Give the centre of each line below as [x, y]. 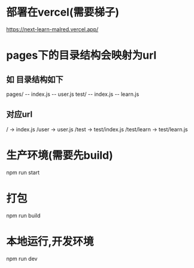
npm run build [23, 215]
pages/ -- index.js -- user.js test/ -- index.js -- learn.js [73, 94]
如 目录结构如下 [35, 79]
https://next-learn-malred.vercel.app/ [52, 29]
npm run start [23, 172]
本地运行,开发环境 [50, 241]
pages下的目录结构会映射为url [81, 55]
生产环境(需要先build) [60, 155]
